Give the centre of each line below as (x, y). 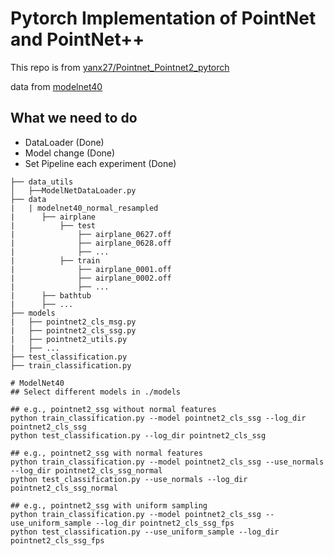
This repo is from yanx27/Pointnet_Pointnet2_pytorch (120, 67)
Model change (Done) (70, 153)
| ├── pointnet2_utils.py (69, 339)
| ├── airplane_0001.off (91, 269)
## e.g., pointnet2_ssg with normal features (106, 453)
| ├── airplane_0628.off (91, 243)
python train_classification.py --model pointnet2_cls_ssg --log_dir (158, 418)
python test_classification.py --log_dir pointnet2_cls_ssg (138, 435)
